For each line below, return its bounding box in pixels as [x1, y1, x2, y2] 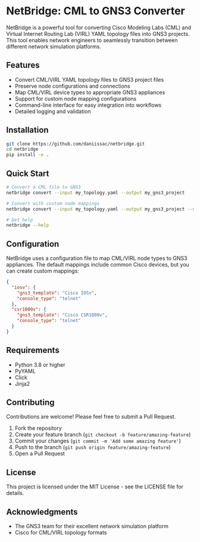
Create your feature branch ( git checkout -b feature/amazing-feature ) [14, 431, 191, 438]
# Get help [6, 216, 33, 223]
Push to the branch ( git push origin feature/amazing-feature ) [14, 444, 171, 451]
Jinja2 [14, 380, 30, 387]
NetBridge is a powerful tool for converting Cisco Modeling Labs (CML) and [6, 24, 192, 31]
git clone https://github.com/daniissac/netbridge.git [6, 141, 145, 147]
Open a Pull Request [14, 450, 65, 457]
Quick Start [6, 168, 49, 178]
